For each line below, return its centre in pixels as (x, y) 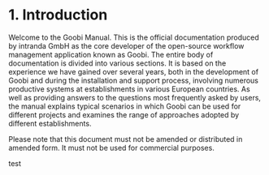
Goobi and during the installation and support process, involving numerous (133, 80)
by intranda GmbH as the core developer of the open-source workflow (126, 45)
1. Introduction (58, 15)
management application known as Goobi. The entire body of (111, 54)
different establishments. (50, 123)
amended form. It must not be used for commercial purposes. (112, 147)
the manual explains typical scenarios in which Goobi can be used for (125, 106)
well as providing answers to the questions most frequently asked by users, (135, 97)
